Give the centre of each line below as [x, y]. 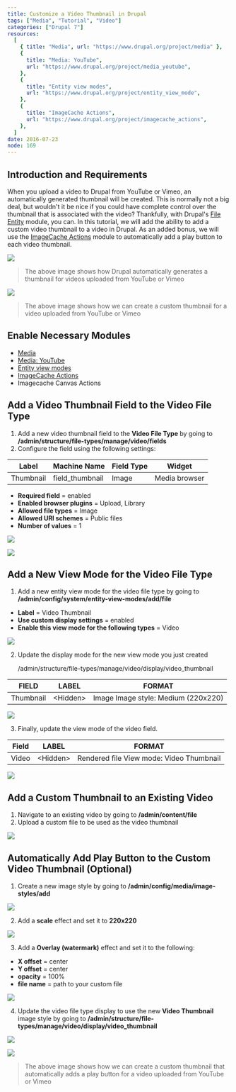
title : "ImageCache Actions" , [70, 113]
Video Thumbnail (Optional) [70, 869]
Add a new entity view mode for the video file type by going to [108, 591]
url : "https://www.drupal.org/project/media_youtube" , [108, 67]
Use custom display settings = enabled [76, 620]
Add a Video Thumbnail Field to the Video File [110, 405]
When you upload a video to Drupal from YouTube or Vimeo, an [99, 191]
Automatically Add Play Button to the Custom [109, 858]
